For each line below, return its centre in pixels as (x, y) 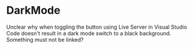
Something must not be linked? (45, 39)
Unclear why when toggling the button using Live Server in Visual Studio (97, 27)
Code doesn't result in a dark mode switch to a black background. (89, 33)
